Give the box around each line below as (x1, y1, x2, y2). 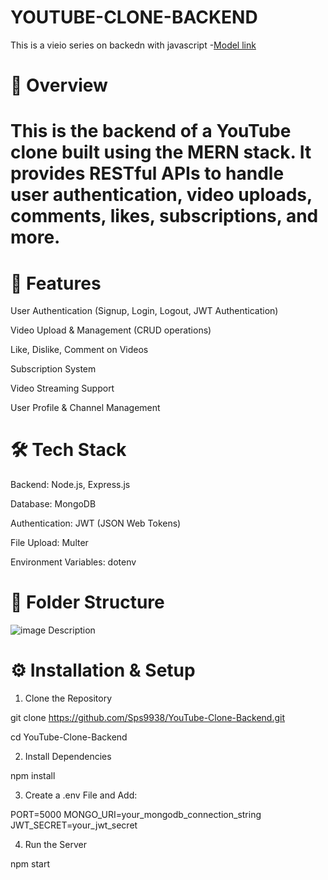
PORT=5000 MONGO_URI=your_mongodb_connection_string (10, 809, 262, 821)
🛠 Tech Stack (10, 439, 127, 461)
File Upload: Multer (10, 537, 89, 549)
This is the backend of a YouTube (10, 120, 292, 143)
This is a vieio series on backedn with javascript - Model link (10, 39, 257, 51)
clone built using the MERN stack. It (10, 141, 312, 164)
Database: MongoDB (10, 498, 97, 510)
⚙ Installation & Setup (10, 659, 196, 682)
